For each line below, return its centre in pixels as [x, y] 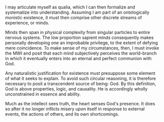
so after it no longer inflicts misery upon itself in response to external [75, 109]
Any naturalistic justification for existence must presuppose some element [80, 73]
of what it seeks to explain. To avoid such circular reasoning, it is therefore [81, 78]
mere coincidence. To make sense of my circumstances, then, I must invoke [82, 48]
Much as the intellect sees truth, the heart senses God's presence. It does [80, 104]
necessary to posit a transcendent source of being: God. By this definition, [81, 84]
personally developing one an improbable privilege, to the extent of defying [82, 43]
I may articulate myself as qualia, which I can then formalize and [70, 7]
